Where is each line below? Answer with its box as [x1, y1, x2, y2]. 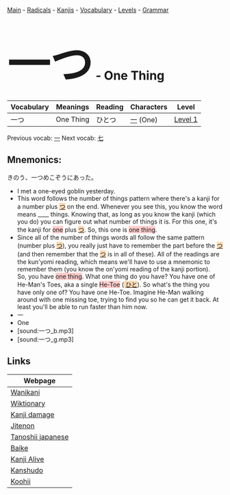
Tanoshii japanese [10, 432, 69, 442]
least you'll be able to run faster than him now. [16, 302, 148, 311]
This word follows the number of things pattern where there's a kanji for [16, 194, 220, 202]
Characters [129, 102, 168, 112]
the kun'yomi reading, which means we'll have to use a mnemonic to [16, 257, 210, 266]
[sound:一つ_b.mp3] [16, 326, 74, 335]
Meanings [55, 102, 90, 112]
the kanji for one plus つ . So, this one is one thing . [16, 226, 157, 234]
